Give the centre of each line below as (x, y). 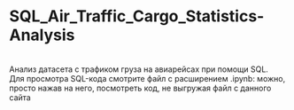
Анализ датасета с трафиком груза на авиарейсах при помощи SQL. (139, 69)
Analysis (42, 35)
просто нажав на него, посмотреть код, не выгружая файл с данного (140, 88)
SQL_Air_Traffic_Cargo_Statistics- (137, 16)
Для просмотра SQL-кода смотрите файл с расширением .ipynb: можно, (147, 78)
